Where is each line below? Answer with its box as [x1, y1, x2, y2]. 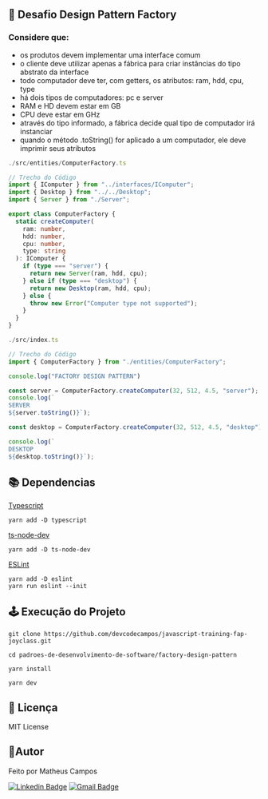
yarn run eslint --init [8, 582, 88, 590]
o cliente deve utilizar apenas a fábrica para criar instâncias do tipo [19, 58, 241, 68]
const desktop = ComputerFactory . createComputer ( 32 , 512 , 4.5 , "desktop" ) [8, 423, 262, 431]
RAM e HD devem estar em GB [19, 101, 121, 110]
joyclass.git [8, 637, 52, 646]
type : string [22, 247, 66, 256]
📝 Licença [8, 701, 58, 714]
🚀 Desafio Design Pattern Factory [8, 8, 177, 22]
